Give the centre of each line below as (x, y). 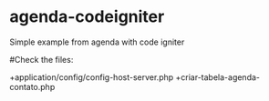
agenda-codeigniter (87, 17)
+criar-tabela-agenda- (218, 77)
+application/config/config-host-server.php (92, 77)
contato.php (32, 86)
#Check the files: (41, 59)
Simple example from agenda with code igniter (97, 42)
